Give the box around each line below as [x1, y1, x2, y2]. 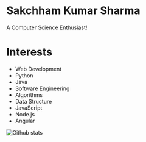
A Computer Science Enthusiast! [6, 24, 88, 31]
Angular [15, 117, 35, 124]
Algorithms [15, 91, 43, 98]
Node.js [15, 110, 35, 118]
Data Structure [15, 98, 52, 105]
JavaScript [15, 104, 43, 112]
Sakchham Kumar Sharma [6, 4, 141, 18]
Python [15, 71, 33, 79]
